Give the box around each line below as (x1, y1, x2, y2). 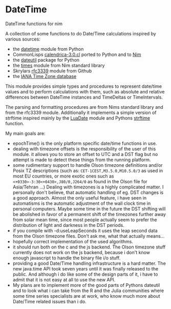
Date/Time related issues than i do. (12, 298, 87, 304)
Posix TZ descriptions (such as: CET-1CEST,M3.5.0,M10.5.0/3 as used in (12, 167, 163, 173)
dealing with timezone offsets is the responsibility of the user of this (12, 145, 156, 152)
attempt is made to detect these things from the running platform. (12, 157, 151, 163)
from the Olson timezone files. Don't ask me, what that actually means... (12, 233, 165, 239)
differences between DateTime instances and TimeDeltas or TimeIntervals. (5, 94, 163, 100)
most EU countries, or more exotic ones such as (12, 173, 114, 179)
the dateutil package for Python (12, 56, 80, 63)
